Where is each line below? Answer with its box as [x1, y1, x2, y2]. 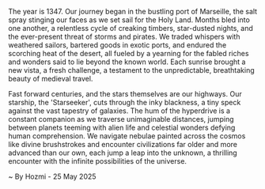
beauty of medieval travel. [8, 74, 93, 83]
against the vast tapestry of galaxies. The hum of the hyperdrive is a [8, 106, 231, 115]
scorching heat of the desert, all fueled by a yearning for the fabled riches [8, 49, 249, 58]
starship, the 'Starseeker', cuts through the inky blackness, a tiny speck [8, 98, 241, 107]
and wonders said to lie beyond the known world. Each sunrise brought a [8, 57, 246, 66]
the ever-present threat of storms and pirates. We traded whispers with [8, 32, 240, 41]
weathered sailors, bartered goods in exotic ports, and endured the [8, 40, 227, 50]
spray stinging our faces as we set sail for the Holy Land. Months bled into [8, 15, 251, 25]
